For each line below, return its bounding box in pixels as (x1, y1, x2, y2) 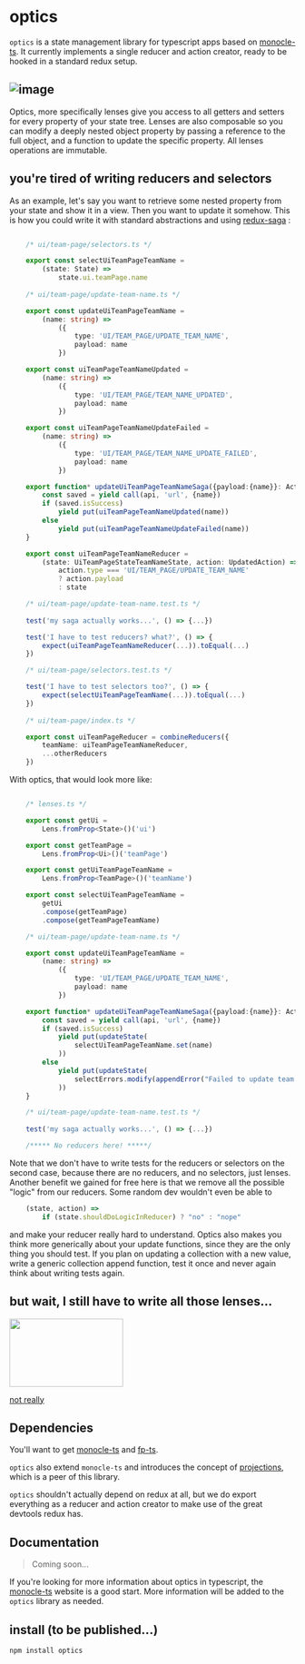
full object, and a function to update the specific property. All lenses (9, 134, 264, 146)
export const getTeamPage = (25, 841, 132, 850)
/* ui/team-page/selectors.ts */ (25, 240, 152, 249)
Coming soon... (31, 1559, 89, 1570)
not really (9, 1393, 45, 1404)
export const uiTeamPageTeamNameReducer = (25, 549, 189, 558)
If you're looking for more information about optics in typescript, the (9, 1577, 263, 1588)
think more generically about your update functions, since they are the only (9, 1238, 290, 1249)
